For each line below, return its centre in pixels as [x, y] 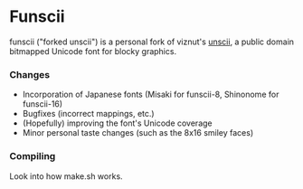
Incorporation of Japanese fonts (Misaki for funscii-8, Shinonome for [151, 94]
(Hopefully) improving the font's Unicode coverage [117, 123]
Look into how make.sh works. [66, 176]
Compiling [33, 156]
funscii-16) [43, 104]
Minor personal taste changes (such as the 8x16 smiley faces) [138, 133]
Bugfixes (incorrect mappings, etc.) [89, 114]
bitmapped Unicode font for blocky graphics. [93, 51]
